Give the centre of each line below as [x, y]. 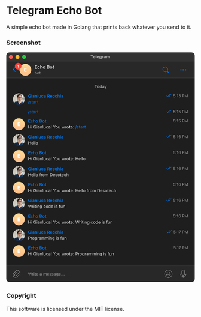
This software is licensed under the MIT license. [65, 309]
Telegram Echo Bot [54, 11]
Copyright [21, 296]
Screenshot [23, 43]
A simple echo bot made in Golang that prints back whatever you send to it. [99, 27]
